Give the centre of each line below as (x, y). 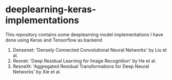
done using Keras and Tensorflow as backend (54, 40)
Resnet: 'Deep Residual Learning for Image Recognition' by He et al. (84, 61)
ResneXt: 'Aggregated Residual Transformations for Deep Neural (81, 66)
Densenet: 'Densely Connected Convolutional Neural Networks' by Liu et (90, 50)
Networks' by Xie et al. (37, 72)
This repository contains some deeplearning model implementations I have (84, 34)
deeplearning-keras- (51, 9)
